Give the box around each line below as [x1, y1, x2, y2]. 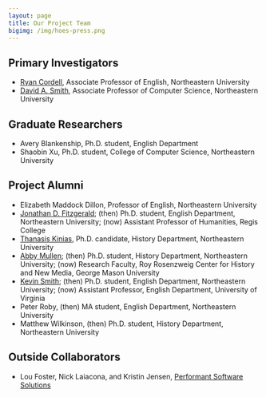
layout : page [8, 11, 52, 20]
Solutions [19, 380, 51, 390]
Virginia [19, 293, 46, 303]
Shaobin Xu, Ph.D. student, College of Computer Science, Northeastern [19, 147, 256, 157]
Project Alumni [8, 179, 84, 193]
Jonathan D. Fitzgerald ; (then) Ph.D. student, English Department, [19, 208, 236, 218]
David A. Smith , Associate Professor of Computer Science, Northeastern [19, 85, 258, 96]
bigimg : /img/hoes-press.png [8, 26, 105, 34]
